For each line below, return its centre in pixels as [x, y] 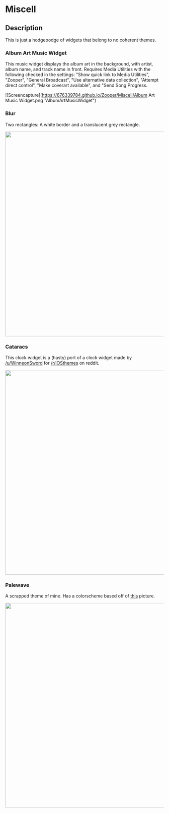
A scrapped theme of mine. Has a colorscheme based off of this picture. [80, 596]
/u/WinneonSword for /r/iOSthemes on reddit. [52, 363]
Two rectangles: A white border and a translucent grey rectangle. [73, 124]
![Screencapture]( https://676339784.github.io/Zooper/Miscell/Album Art [80, 95]
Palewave [17, 585]
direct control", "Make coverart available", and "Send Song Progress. [76, 85]
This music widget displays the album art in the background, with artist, [79, 64]
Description [24, 28]
